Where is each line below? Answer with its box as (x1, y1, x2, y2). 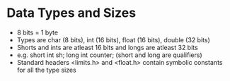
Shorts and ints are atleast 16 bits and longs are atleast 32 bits (16, 43, 199, 51)
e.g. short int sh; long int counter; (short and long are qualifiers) (16, 51, 202, 59)
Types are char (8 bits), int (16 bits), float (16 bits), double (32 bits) (16, 35, 210, 44)
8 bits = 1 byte (16, 28, 58, 37)
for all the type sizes (16, 66, 76, 74)
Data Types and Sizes (6, 5, 136, 21)
